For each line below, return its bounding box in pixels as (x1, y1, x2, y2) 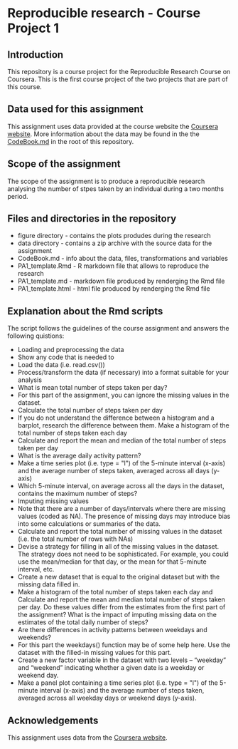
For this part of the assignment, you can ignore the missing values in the (17, 391, 229, 400)
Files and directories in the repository (7, 212, 177, 225)
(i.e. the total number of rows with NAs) (17, 534, 134, 543)
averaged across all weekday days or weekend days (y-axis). (17, 693, 197, 703)
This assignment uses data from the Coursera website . (7, 733, 168, 742)
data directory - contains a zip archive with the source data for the (17, 239, 212, 247)
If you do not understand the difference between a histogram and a (17, 413, 215, 422)
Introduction (7, 48, 64, 61)
